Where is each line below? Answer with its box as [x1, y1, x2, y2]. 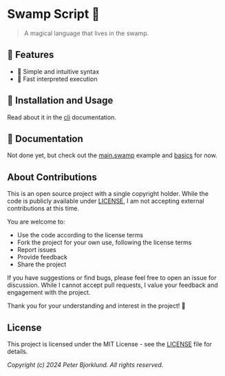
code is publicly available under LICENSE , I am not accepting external [7, 197, 204, 206]
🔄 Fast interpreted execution [17, 75, 98, 83]
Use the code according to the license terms [17, 231, 143, 239]
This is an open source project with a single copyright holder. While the [7, 190, 208, 198]
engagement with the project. [7, 288, 91, 297]
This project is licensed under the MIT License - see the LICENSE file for [7, 340, 212, 348]
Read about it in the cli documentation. [7, 113, 117, 121]
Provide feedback [17, 253, 67, 261]
